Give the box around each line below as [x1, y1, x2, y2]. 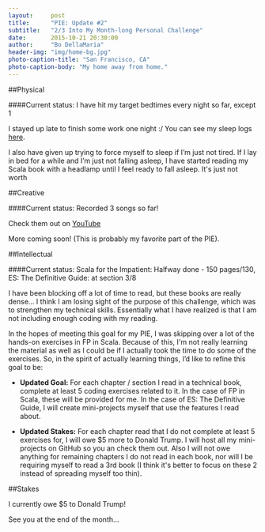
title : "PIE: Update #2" [8, 19, 108, 27]
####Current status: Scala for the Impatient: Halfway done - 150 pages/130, [8, 264, 256, 274]
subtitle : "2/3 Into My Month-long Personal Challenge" [8, 26, 203, 34]
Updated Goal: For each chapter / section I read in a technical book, [19, 377, 243, 387]
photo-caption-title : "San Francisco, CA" [8, 56, 150, 64]
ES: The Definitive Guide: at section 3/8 [8, 273, 137, 282]
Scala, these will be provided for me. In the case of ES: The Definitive [19, 394, 245, 404]
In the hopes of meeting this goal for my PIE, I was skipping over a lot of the [8, 329, 255, 338]
